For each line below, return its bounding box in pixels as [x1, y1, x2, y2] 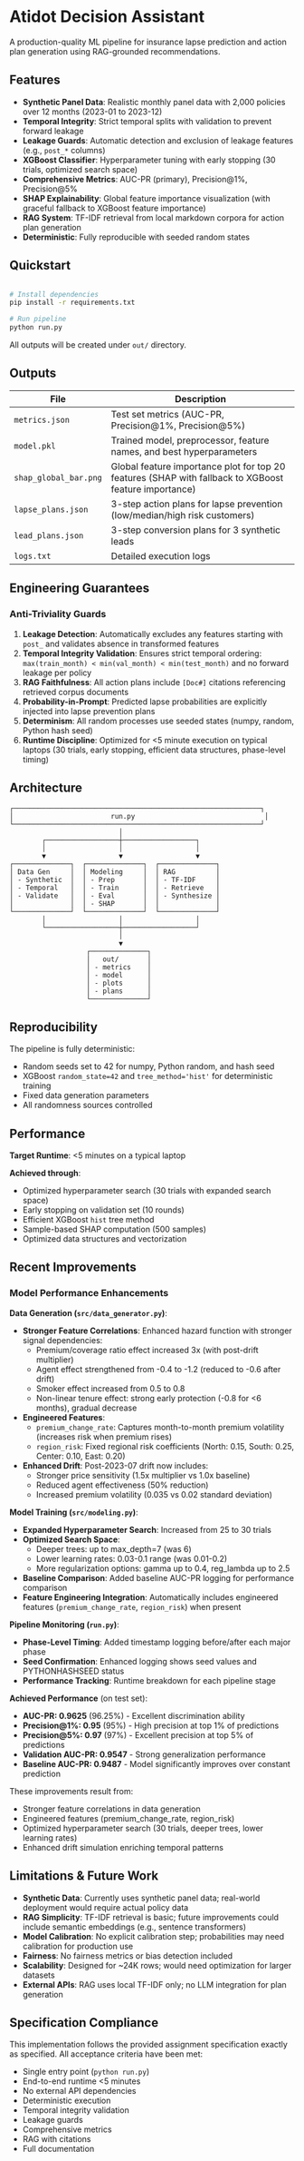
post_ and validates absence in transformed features [22, 638, 220, 649]
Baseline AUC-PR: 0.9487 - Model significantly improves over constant [22, 1758, 291, 1769]
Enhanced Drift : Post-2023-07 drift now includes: [22, 1459, 209, 1471]
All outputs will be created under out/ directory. [9, 339, 187, 350]
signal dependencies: [22, 1334, 103, 1345]
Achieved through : [9, 1168, 81, 1178]
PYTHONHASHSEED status [22, 1665, 125, 1676]
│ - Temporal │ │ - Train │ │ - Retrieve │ [9, 883, 221, 893]
